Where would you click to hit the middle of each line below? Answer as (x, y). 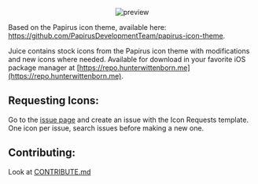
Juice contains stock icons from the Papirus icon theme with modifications (129, 51)
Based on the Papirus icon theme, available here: (87, 27)
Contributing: (42, 153)
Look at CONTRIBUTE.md (50, 171)
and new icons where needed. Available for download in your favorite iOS (127, 59)
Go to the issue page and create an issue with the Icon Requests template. (129, 120)
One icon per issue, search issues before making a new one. (106, 128)
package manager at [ (44, 68)
